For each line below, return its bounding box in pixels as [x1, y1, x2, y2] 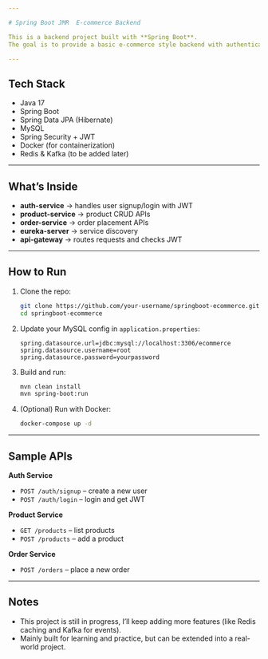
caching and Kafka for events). [19, 625, 122, 634]
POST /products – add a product [19, 534, 124, 543]
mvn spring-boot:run [19, 390, 89, 398]
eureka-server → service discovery [19, 227, 138, 235]
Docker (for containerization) [19, 140, 116, 150]
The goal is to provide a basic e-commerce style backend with [8, 41, 223, 49]
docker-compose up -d [19, 420, 92, 428]
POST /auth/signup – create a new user [19, 486, 148, 495]
